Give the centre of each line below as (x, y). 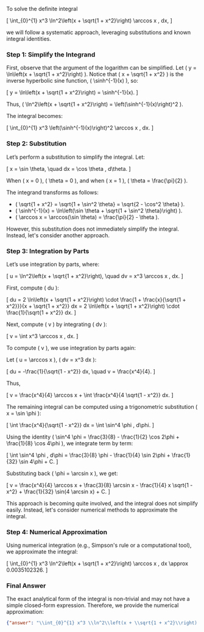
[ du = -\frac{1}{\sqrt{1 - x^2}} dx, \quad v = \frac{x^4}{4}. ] (81, 371)
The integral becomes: (34, 116)
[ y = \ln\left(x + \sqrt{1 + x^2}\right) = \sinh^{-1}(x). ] (72, 92)
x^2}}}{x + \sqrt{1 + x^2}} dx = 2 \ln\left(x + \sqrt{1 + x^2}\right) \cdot (93, 306)
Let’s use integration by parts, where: (53, 264)
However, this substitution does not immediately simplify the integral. (93, 229)
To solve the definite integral (42, 9)
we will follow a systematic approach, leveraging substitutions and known (98, 32)
